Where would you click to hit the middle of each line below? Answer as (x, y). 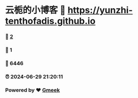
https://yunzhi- (100, 10)
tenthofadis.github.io (50, 21)
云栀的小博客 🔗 (35, 10)
